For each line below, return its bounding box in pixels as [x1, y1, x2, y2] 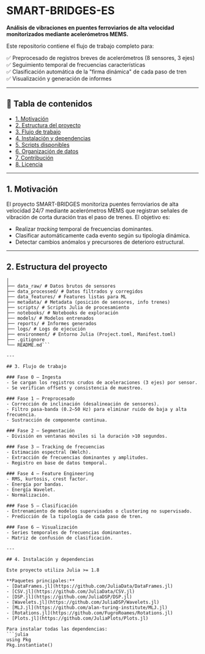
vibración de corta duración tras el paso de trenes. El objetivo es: [6, 213, 170, 220]
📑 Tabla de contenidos [6, 99, 93, 109]
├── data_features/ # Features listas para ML [6, 294, 127, 300]
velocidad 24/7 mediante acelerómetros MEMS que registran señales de [6, 206, 188, 214]
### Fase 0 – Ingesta [6, 374, 62, 380]
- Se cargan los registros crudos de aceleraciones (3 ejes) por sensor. [6, 380, 198, 386]
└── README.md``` [6, 342, 51, 348]
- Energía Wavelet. [6, 487, 56, 493]
